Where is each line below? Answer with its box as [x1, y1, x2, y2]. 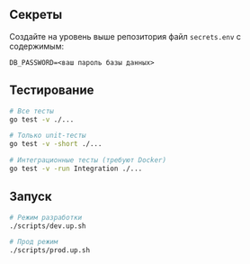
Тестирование [9, 83, 94, 98]
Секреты [9, 7, 63, 23]
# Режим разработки [9, 213, 83, 222]
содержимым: [9, 41, 65, 51]
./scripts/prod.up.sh [9, 246, 91, 255]
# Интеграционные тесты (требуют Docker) [9, 156, 167, 165]
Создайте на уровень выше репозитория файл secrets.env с [9, 31, 241, 41]
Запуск [9, 189, 52, 205]
